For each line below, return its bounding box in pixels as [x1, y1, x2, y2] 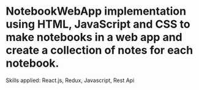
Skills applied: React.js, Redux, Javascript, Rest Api [6, 77, 135, 84]
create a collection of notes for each [6, 43, 193, 58]
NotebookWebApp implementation [6, 4, 187, 18]
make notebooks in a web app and [6, 31, 182, 44]
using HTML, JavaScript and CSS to [6, 17, 190, 31]
